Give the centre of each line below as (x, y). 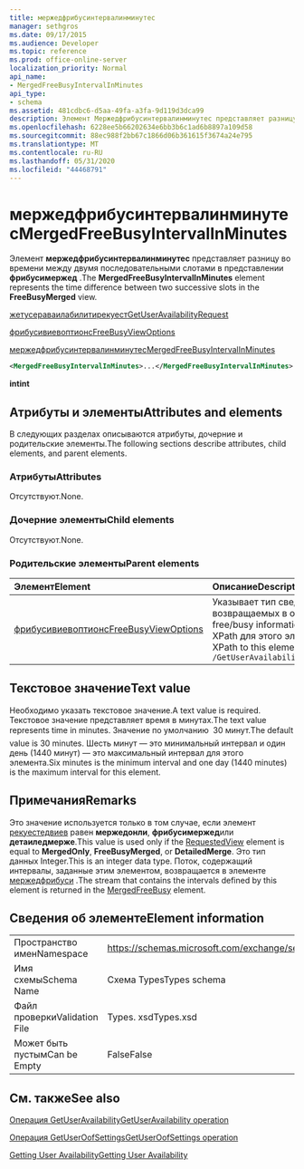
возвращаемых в (250, 613)
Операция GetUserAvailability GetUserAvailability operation (119, 1120)
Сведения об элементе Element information (137, 918)
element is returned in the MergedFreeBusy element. (108, 890)
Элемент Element (52, 586)
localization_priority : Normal (68, 69)
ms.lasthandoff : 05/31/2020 (62, 161)
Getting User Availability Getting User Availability (99, 1155)
